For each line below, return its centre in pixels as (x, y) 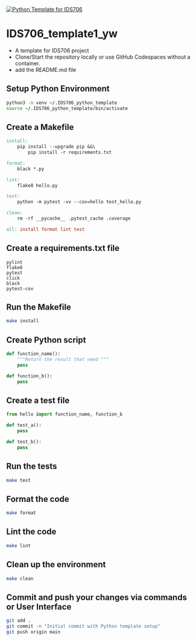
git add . (19, 621)
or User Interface (39, 607)
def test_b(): (24, 441)
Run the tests (32, 467)
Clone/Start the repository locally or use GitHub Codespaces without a (103, 57)
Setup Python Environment (58, 89)
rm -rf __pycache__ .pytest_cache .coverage (74, 219)
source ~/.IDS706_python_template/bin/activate (67, 108)
